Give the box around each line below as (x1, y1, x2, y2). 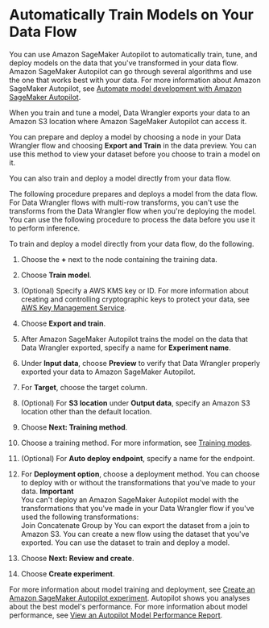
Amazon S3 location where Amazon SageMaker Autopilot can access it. (9, 116, 247, 126)
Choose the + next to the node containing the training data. (20, 254, 218, 264)
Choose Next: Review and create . (20, 553, 134, 563)
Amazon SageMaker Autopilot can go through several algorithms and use (9, 66, 252, 76)
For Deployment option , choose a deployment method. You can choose (20, 469, 260, 479)
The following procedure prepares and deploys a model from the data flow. (9, 189, 259, 198)
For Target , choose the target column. (20, 382, 148, 392)
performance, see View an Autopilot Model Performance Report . (9, 610, 223, 620)
